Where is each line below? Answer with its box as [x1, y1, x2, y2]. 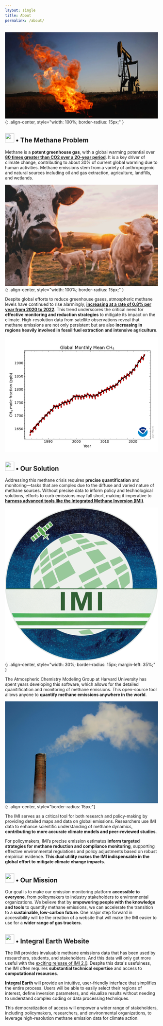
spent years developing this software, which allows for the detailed [5, 681, 139, 687]
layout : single [5, 8, 36, 13]
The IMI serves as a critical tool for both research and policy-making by [5, 813, 148, 819]
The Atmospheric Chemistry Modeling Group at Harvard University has [5, 676, 147, 682]
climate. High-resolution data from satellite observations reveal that [5, 317, 140, 323]
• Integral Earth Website [15, 937, 89, 945]
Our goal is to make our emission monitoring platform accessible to [5, 889, 140, 895]
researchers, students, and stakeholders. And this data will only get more [5, 955, 151, 961]
